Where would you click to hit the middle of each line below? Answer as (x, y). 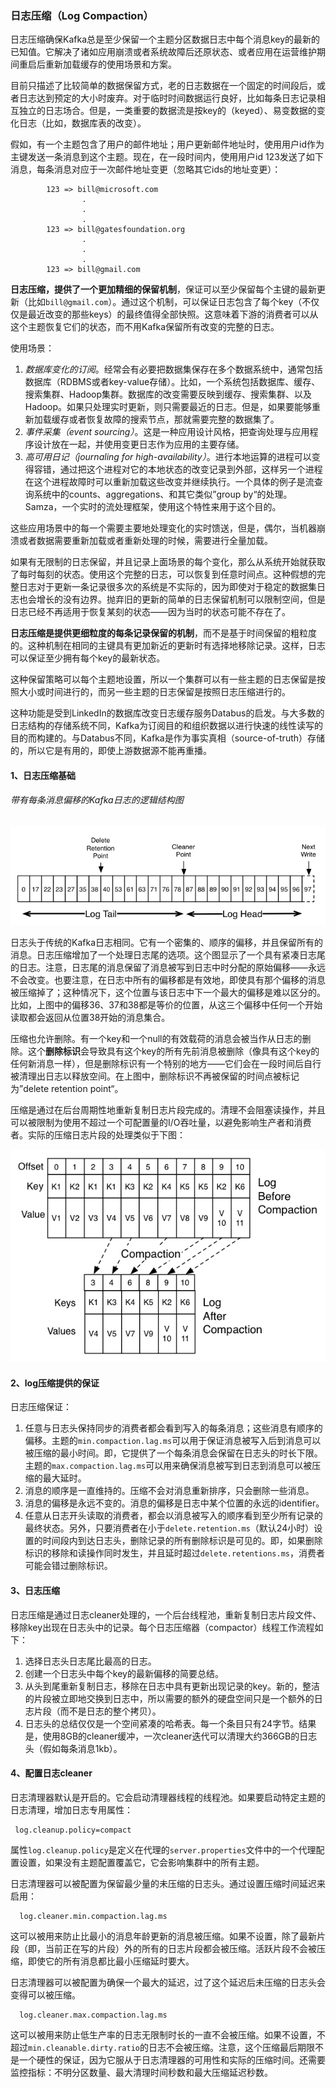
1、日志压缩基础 (43, 775)
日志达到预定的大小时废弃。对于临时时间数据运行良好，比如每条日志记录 (167, 98)
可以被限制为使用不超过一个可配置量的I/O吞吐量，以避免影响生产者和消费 (161, 1123)
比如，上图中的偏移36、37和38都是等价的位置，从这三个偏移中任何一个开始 (166, 1005)
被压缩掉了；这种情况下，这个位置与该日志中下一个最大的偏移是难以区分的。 (168, 993)
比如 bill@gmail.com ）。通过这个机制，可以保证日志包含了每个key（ (165, 302)
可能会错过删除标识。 (68, 1566)
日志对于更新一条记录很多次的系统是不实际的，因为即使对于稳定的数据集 (167, 587)
